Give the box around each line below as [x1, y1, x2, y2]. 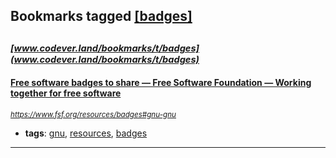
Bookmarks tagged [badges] [10, 8, 193, 25]
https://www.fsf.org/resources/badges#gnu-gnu [10, 109, 177, 119]
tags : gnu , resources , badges [24, 127, 148, 139]
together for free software [10, 87, 122, 99]
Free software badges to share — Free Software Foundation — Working [10, 77, 312, 89]
